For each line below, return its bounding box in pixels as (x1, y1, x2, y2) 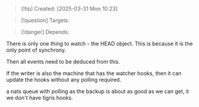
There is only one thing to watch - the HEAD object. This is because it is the (6, 40, 193, 47)
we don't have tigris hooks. (6, 94, 73, 101)
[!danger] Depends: (20, 28, 70, 35)
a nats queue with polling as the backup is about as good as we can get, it (6, 88, 189, 95)
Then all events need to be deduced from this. (6, 58, 120, 65)
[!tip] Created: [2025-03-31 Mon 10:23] (20, 5, 118, 12)
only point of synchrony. (6, 46, 67, 53)
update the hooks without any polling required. (6, 76, 122, 83)
